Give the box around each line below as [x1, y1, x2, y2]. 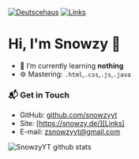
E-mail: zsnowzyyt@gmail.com [19, 127, 121, 137]
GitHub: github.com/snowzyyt [19, 110, 118, 120]
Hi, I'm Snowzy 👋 [8, 35, 121, 53]
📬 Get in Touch [8, 89, 69, 100]
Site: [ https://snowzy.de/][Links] [19, 119, 125, 128]
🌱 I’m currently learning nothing [19, 61, 124, 70]
